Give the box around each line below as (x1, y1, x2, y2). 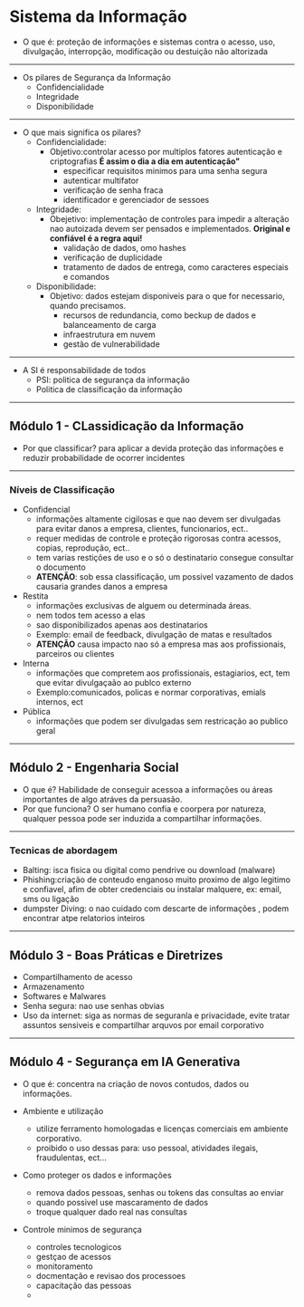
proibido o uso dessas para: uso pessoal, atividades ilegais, (35, 1142, 259, 1153)
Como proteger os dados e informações (22, 1169, 172, 1180)
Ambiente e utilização (22, 1105, 104, 1116)
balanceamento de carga (62, 319, 157, 330)
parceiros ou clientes (35, 649, 115, 659)
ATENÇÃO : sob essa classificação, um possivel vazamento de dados (35, 572, 294, 582)
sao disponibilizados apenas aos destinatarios (35, 620, 208, 630)
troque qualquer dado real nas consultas (35, 1206, 188, 1217)
